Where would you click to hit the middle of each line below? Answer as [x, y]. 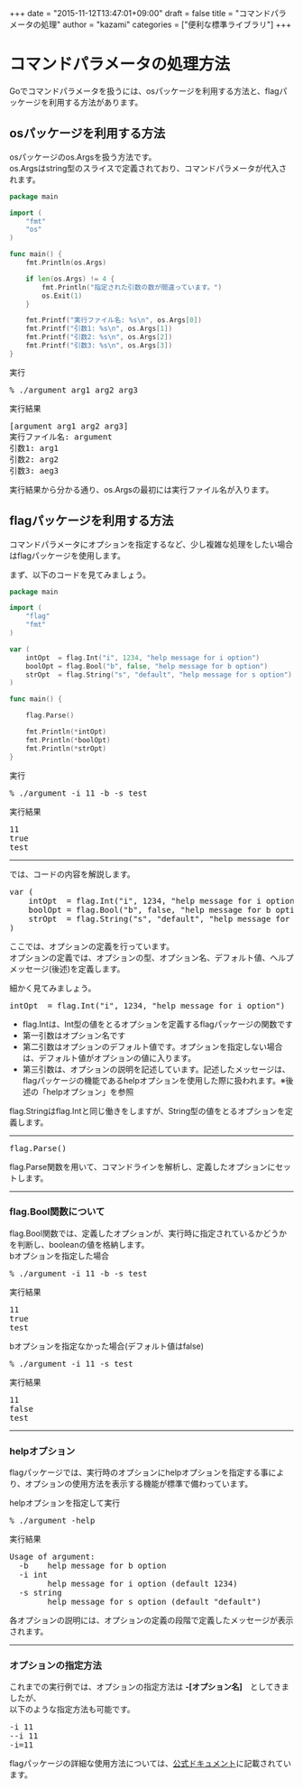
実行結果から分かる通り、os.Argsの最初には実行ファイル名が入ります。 [142, 489]
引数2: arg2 [34, 459]
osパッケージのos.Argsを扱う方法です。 [83, 157]
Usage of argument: [52, 1557]
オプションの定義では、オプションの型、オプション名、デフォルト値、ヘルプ [151, 957]
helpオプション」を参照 [90, 1092]
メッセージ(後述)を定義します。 [67, 969]
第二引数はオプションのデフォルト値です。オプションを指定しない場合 [152, 1046]
